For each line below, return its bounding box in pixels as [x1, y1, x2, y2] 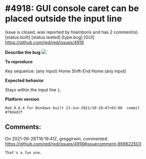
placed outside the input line [5, 13, 122, 24]
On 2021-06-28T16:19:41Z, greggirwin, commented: [5, 136, 109, 142]
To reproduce [5, 58, 33, 64]
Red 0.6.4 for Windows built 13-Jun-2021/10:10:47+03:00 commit [5, 105, 140, 110]
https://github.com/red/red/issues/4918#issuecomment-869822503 [5, 141, 142, 146]
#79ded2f [5, 110, 23, 115]
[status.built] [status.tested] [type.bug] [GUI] [5, 34, 95, 40]
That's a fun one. [5, 150, 42, 155]
